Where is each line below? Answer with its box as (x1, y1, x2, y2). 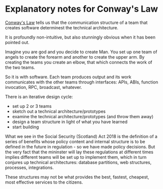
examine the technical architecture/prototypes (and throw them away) (12, 113, 154, 119)
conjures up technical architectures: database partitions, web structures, (5, 159, 152, 165)
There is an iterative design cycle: (5, 94, 73, 100)
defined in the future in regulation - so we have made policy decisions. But (5, 144, 155, 149)
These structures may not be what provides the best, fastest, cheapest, (5, 174, 149, 180)
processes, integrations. (5, 165, 54, 170)
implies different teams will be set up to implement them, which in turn (5, 154, 147, 160)
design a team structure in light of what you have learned (12, 119, 128, 125)
